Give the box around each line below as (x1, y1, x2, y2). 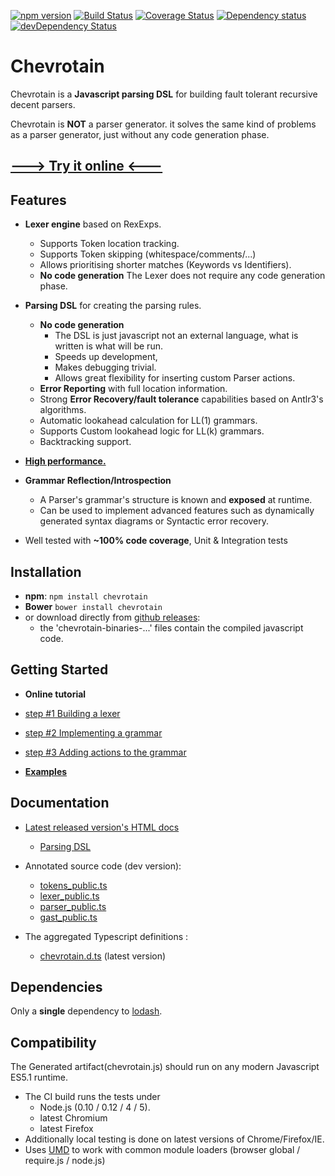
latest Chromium (39, 1112, 108, 1124)
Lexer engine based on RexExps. (24, 218, 162, 230)
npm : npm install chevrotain (24, 590, 148, 602)
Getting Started (10, 661, 109, 679)
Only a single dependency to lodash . (10, 1005, 163, 1017)
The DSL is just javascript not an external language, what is (54, 330, 299, 342)
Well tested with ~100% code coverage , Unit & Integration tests (24, 535, 288, 547)
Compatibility (10, 1034, 97, 1051)
